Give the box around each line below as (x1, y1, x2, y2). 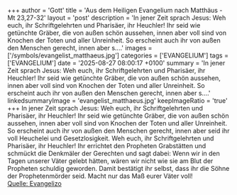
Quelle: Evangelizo (7, 179, 62, 187)
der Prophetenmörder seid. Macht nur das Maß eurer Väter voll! (7, 172, 193, 180)
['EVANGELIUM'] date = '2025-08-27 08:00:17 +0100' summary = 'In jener (7, 59, 226, 67)
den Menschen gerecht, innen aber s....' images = (7, 44, 153, 52)
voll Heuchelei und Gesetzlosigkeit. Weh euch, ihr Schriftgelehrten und (7, 134, 214, 143)
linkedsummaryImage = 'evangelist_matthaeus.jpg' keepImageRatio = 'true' (7, 96, 228, 105)
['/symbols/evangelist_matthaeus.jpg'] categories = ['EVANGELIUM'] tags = (7, 51, 229, 60)
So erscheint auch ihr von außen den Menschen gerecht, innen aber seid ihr (7, 127, 230, 135)
